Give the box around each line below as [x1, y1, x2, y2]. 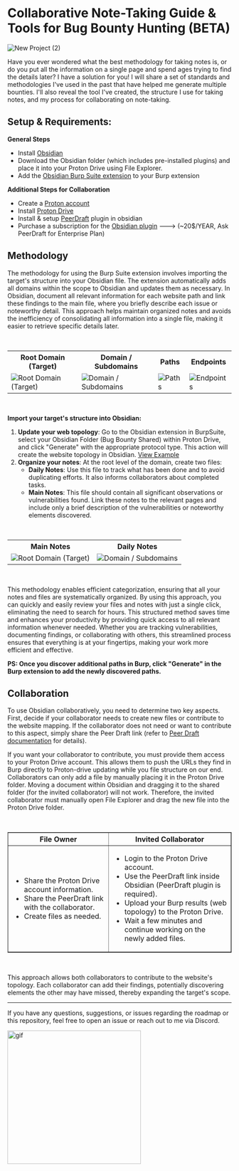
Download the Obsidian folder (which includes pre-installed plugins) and [17, 156, 230, 164]
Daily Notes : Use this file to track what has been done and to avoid [28, 465, 225, 474]
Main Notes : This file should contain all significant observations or [28, 488, 223, 496]
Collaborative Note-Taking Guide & [7, 5, 217, 21]
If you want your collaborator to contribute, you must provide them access [7, 750, 225, 759]
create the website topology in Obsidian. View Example [17, 450, 180, 458]
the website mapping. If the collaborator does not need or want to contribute [7, 721, 232, 730]
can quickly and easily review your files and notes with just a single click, [7, 600, 222, 609]
